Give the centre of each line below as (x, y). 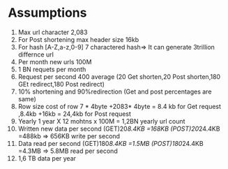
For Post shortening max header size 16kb (78, 39)
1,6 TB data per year (47, 158)
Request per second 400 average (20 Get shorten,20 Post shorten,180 (119, 76)
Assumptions (47, 13)
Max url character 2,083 (53, 32)
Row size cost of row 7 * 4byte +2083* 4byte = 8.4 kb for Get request (120, 106)
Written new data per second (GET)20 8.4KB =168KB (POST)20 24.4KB (119, 128)
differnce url (36, 54)
